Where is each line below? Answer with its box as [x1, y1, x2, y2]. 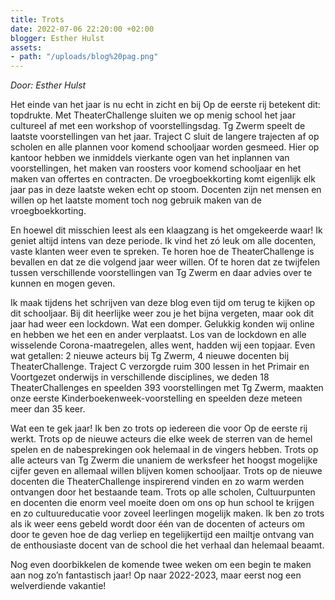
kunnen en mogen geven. [10, 277, 116, 290]
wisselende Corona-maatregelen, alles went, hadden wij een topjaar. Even [10, 339, 316, 351]
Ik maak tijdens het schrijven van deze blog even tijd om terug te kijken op [10, 297, 316, 309]
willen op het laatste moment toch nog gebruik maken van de [10, 194, 262, 206]
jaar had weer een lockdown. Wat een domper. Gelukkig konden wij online [10, 318, 315, 330]
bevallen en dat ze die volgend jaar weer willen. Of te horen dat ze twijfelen [10, 256, 321, 268]
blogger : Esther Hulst [10, 33, 105, 43]
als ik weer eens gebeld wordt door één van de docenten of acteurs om [10, 518, 305, 530]
